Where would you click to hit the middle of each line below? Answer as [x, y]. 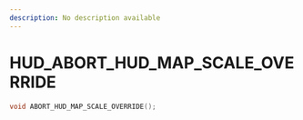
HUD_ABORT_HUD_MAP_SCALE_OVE [152, 62]
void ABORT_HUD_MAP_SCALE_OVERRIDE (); [83, 106]
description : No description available [85, 18]
